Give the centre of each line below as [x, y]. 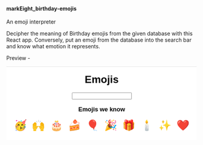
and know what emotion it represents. [53, 47]
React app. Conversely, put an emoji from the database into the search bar [99, 40]
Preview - [18, 58]
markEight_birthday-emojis [41, 8]
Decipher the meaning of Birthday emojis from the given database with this [100, 34]
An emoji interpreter [31, 22]
